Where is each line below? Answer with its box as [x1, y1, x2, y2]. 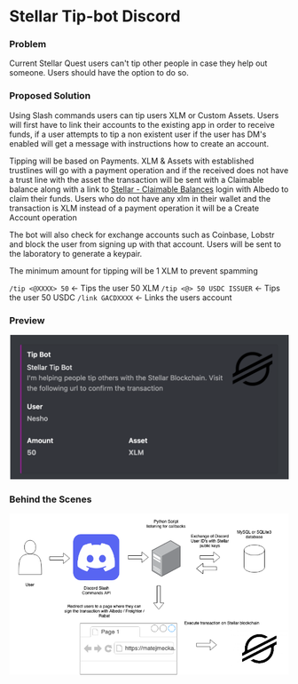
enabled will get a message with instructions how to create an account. [9, 138, 269, 148]
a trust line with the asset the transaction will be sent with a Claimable [9, 174, 264, 185]
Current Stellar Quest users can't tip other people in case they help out [9, 58, 268, 68]
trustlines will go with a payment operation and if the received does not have [9, 164, 289, 175]
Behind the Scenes [9, 493, 92, 505]
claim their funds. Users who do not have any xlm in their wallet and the [9, 193, 271, 203]
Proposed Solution [9, 90, 91, 102]
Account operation [9, 211, 78, 223]
